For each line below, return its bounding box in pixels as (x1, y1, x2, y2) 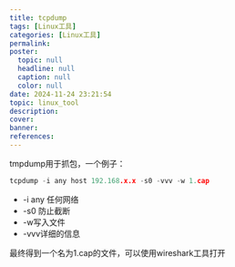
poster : (9, 47, 39, 56)
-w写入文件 (22, 216, 66, 228)
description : (9, 107, 59, 116)
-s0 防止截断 (22, 205, 71, 216)
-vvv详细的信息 (22, 228, 80, 239)
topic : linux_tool (9, 98, 79, 108)
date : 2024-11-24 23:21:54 (9, 89, 112, 98)
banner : (9, 124, 39, 133)
